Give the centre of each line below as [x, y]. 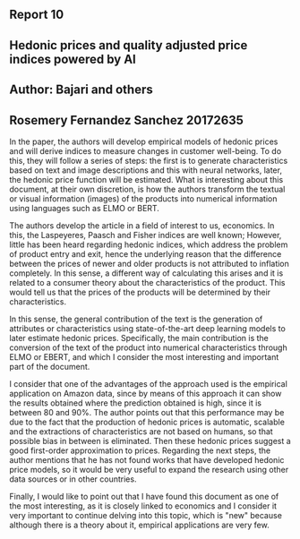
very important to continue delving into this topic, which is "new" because [146, 515]
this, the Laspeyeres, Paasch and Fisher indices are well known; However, [146, 235]
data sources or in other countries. [73, 479]
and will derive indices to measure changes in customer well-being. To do [146, 150]
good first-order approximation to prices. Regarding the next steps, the [140, 450]
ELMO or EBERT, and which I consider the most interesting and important [144, 356]
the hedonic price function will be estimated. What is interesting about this [146, 179]
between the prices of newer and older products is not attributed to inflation [149, 263]
